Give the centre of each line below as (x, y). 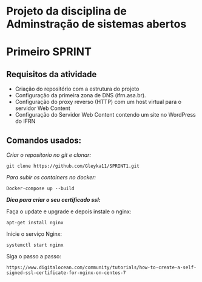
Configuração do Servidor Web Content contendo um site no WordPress (105, 115)
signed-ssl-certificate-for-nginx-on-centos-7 (66, 273)
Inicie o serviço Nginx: (34, 234)
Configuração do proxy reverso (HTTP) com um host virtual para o (98, 102)
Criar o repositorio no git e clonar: (49, 155)
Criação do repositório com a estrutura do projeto (77, 89)
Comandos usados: (44, 140)
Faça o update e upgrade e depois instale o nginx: (69, 211)
